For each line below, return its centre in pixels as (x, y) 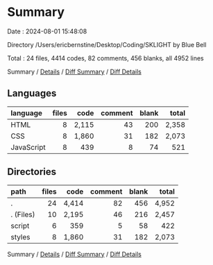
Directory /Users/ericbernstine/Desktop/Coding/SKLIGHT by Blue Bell (107, 44)
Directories (32, 172)
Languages (32, 93)
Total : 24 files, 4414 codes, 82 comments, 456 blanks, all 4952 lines (106, 58)
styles (20, 237)
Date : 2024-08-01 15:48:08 (47, 31)
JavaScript (28, 147)
